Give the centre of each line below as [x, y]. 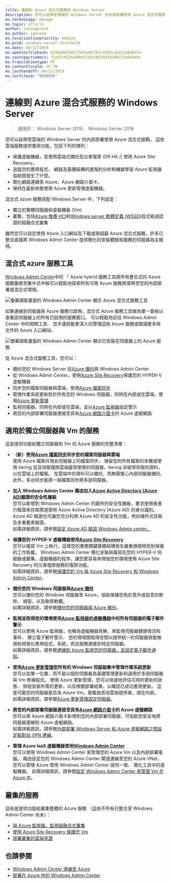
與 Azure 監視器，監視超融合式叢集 [49, 826]
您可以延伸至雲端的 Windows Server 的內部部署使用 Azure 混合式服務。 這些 [85, 139]
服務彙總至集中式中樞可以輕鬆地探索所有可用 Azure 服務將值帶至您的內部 [81, 283]
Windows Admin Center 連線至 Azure [51, 869]
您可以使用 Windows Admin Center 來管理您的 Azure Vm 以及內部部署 [85, 753]
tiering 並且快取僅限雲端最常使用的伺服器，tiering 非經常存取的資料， [91, 467]
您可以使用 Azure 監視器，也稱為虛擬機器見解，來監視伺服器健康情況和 [87, 631]
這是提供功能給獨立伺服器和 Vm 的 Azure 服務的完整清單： [66, 444]
